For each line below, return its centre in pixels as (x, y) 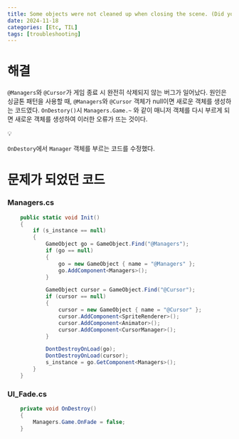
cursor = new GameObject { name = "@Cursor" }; (130, 310)
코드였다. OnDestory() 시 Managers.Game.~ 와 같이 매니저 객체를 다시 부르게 (118, 110)
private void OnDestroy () (59, 409)
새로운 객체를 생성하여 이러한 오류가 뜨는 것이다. (81, 119)
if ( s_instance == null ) (70, 231)
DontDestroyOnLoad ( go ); (80, 349)
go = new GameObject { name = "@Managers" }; (127, 264)
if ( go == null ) (69, 251)
